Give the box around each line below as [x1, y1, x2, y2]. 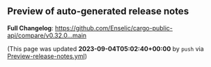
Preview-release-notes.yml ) [7, 52, 88, 60]
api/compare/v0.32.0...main [7, 31, 87, 39]
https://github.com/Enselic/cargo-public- [54, 23, 173, 32]
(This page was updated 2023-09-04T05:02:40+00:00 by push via [7, 44, 204, 52]
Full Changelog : [7, 23, 54, 32]
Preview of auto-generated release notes [7, 6, 189, 17]
